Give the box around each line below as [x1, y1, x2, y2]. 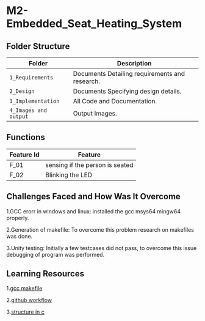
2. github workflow [6, 297, 52, 304]
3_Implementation [9, 98, 60, 105]
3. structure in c [6, 308, 45, 315]
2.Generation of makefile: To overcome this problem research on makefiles [6, 226, 194, 233]
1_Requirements [9, 74, 54, 81]
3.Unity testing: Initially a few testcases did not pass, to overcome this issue [6, 244, 197, 251]
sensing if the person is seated [45, 160, 134, 169]
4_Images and [9, 107, 48, 114]
